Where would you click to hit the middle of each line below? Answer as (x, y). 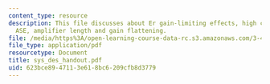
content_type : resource (48, 16)
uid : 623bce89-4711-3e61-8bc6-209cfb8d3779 (82, 68)
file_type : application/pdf (55, 46)
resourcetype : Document (48, 53)
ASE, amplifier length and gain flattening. (91, 30)
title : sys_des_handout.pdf (55, 61)
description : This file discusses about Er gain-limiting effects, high (133, 23)
